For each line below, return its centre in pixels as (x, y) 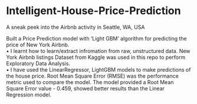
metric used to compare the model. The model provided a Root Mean (90, 82)
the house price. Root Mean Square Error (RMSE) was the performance (92, 76)
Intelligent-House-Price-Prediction (93, 11)
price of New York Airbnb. (38, 45)
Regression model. (29, 95)
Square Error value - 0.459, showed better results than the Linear (86, 88)
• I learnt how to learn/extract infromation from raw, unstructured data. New (98, 51)
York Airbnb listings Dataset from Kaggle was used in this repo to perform (96, 57)
